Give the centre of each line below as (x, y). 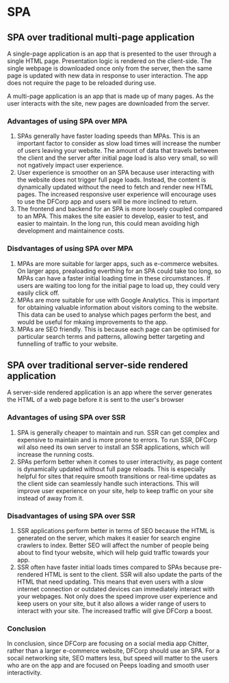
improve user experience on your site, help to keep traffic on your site (115, 490)
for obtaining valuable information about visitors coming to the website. (117, 307)
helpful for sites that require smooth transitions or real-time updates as (117, 476)
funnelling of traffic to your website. (67, 344)
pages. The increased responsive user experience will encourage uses (117, 194)
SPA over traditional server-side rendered (98, 365)
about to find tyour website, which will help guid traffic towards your (113, 552)
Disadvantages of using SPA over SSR (71, 516)
